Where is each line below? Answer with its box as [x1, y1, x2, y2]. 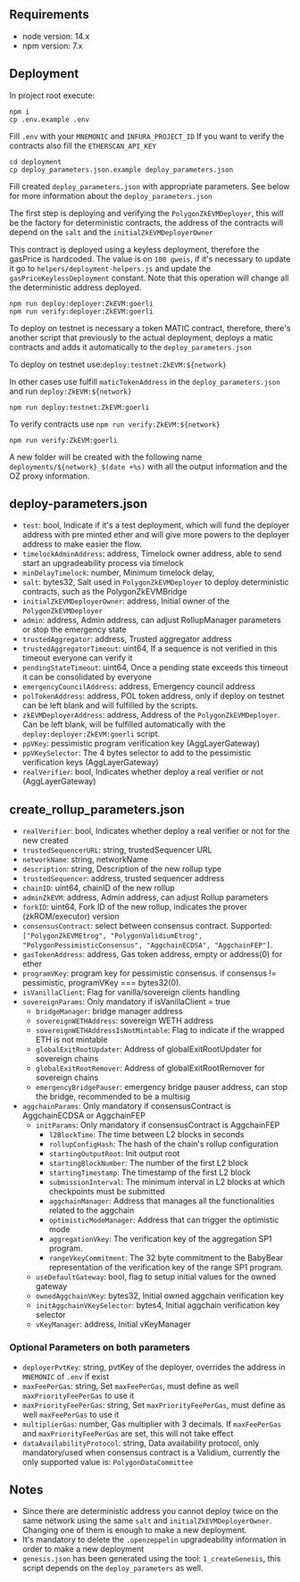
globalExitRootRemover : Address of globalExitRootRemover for [35, 1062, 265, 1074]
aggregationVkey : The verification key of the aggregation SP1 [48, 1234, 272, 1245]
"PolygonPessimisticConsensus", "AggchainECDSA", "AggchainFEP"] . [21, 939, 273, 950]
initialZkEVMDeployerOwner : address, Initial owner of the [21, 595, 230, 606]
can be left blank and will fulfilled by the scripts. [21, 700, 198, 711]
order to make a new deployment [21, 1544, 145, 1554]
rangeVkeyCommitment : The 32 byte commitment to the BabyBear [48, 1253, 284, 1263]
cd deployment [9, 157, 62, 166]
